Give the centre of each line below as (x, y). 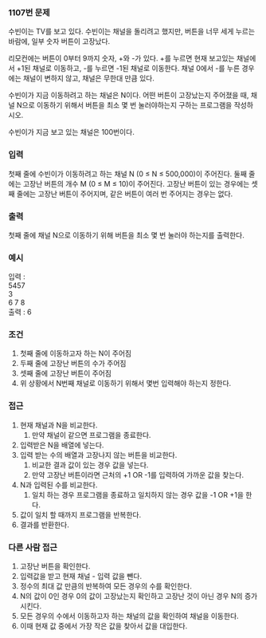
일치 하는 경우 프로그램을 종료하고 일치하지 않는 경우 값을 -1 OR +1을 (138, 494)
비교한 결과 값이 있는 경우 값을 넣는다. (90, 465)
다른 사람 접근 (33, 547)
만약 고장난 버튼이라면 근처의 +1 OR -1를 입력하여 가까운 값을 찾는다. (138, 475)
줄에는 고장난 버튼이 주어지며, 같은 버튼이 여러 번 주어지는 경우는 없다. (125, 194)
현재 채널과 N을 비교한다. (59, 425)
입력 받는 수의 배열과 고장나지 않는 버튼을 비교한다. (98, 455)
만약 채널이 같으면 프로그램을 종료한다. (91, 435)
